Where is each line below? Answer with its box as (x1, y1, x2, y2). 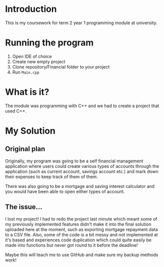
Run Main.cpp (12, 69, 39, 75)
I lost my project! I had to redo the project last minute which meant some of (5, 216, 158, 222)
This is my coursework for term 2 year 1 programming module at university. (5, 20, 158, 26)
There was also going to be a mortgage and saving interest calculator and (5, 183, 155, 189)
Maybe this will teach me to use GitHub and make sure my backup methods (5, 252, 159, 258)
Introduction (5, 3, 57, 15)
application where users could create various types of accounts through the (5, 163, 159, 169)
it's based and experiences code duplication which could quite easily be (5, 237, 152, 243)
